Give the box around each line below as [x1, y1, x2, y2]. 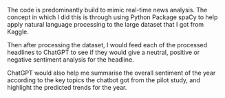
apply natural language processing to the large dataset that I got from [7, 21, 204, 28]
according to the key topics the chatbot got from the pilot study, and [7, 76, 201, 84]
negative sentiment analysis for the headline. [7, 56, 134, 64]
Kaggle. [7, 27, 30, 36]
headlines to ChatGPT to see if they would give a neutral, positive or [7, 48, 200, 56]
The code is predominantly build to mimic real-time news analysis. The [7, 6, 208, 14]
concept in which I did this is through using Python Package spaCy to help [7, 13, 218, 21]
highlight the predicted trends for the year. [7, 84, 127, 91]
